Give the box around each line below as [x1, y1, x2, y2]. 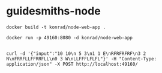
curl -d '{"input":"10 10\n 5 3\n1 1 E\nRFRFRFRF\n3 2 [6, 50, 146, 57]
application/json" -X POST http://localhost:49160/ [6, 61, 138, 67]
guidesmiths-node [6, 4, 101, 18]
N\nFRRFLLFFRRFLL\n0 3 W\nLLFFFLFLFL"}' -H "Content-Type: [6, 56, 157, 62]
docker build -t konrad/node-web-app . [6, 24, 106, 30]
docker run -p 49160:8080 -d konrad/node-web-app [6, 34, 133, 40]
